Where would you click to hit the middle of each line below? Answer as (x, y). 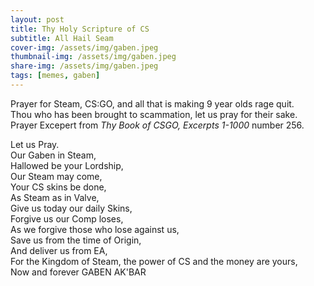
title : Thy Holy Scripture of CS (80, 29)
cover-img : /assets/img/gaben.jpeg (84, 47)
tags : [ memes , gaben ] (55, 76)
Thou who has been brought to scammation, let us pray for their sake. (154, 114)
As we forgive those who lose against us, (95, 229)
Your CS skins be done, (58, 187)
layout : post (37, 19)
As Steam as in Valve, (55, 197)
